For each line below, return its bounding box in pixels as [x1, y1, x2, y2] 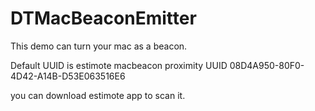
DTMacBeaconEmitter [10, 7, 197, 30]
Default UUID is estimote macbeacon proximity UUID [10, 59, 228, 71]
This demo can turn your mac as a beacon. [10, 40, 188, 52]
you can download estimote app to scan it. [10, 89, 186, 101]
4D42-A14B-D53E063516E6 [10, 70, 126, 82]
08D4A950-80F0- [229, 59, 305, 71]
